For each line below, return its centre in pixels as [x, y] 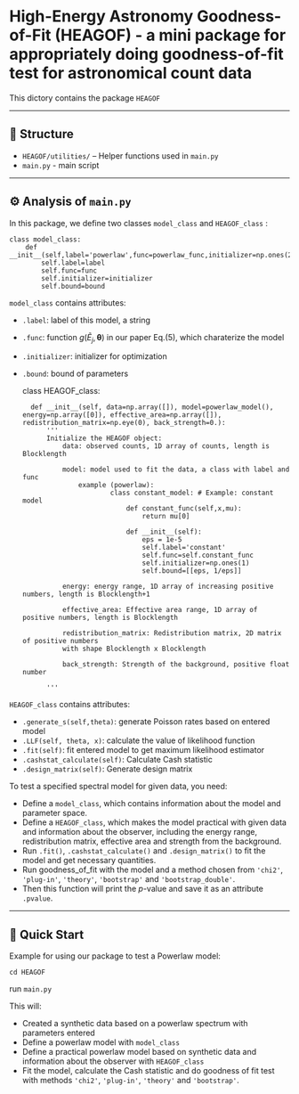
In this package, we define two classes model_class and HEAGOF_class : [139, 223]
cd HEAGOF [28, 973]
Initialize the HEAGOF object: [104, 438]
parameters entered [58, 1033]
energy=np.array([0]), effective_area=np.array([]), [122, 415]
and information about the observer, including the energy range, [140, 832]
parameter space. [54, 813]
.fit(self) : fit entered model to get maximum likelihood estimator [143, 750]
